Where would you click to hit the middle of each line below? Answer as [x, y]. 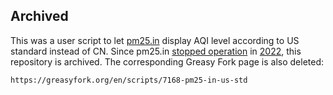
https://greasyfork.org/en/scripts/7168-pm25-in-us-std [129, 80]
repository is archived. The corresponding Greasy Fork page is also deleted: [167, 61]
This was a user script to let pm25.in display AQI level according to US [155, 40]
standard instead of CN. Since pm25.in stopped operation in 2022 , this [156, 51]
